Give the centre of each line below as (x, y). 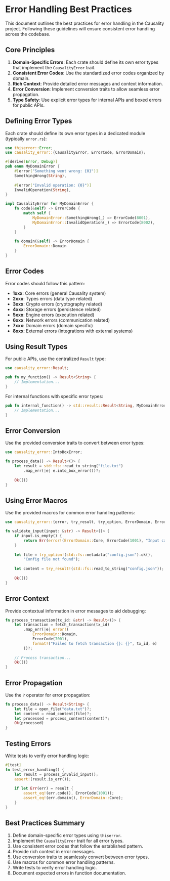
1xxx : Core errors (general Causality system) (59, 293)
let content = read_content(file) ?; (53, 714)
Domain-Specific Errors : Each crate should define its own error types (85, 62)
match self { (37, 213)
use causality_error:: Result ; (37, 368)
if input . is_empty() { (38, 536)
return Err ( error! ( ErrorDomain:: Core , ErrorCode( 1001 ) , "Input (91, 540)
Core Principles (30, 50)
